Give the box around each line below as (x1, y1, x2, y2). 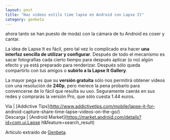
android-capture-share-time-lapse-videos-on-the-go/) (5, 109, 120, 115)
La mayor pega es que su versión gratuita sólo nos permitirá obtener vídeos (5, 77, 165, 84)
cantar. (5, 36, 20, 42)
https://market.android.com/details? (66, 114, 142, 120)
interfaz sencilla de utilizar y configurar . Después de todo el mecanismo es (5, 51, 165, 57)
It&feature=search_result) (41, 120, 95, 126)
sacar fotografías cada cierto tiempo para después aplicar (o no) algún (5, 57, 153, 63)
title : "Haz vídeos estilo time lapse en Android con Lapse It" (5, 12, 144, 17)
